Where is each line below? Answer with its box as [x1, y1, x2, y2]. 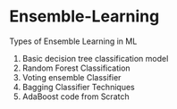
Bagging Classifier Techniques [21, 81, 136, 92]
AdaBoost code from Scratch [21, 91, 130, 102]
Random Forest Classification [21, 63, 131, 73]
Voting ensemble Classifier [21, 71, 122, 82]
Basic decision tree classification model [21, 53, 169, 63]
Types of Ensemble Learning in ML [9, 36, 138, 46]
